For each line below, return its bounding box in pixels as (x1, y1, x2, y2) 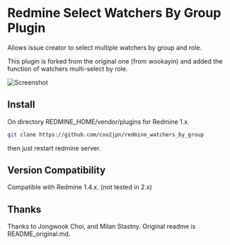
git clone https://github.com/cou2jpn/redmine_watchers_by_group (7, 131, 204, 138)
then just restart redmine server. (7, 143, 101, 153)
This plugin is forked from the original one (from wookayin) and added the (7, 56, 223, 65)
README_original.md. (7, 229, 71, 238)
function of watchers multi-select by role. (7, 64, 128, 73)
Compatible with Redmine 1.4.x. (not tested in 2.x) (7, 183, 152, 191)
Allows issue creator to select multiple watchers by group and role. (7, 43, 202, 52)
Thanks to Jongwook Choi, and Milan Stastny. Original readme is (7, 222, 196, 231)
